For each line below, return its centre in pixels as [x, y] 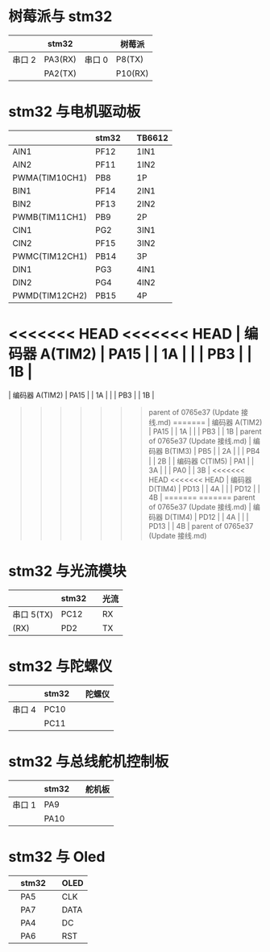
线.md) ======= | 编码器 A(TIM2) [206, 422]
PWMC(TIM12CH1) [50, 256]
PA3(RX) [60, 59]
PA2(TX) [60, 73]
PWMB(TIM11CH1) [50, 217]
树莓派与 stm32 [60, 17]
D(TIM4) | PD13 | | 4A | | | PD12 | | [204, 488]
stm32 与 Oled [57, 856]
